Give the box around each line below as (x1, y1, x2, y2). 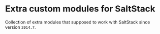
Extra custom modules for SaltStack (5, 3, 156, 14)
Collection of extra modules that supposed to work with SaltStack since (5, 19, 150, 25)
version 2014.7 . (5, 24, 36, 30)
